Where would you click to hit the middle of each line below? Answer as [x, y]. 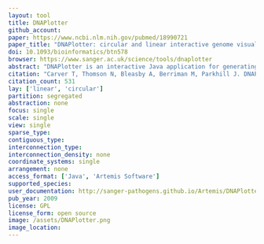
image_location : [35, 228]
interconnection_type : [45, 147]
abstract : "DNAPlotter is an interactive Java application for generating [133, 67]
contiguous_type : [37, 140]
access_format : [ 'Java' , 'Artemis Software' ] [84, 177]
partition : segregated [45, 96]
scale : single [31, 118]
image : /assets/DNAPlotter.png [59, 220]
